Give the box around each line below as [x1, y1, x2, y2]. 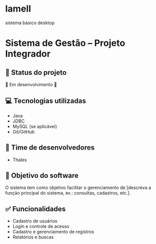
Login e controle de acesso [12, 223, 70, 229]
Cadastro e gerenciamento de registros [12, 229, 94, 235]
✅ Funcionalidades [5, 205, 66, 213]
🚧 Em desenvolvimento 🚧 [5, 81, 57, 87]
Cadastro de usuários [12, 218, 58, 224]
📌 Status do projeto [5, 68, 67, 77]
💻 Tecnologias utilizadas [5, 97, 86, 105]
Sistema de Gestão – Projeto [5, 37, 125, 49]
